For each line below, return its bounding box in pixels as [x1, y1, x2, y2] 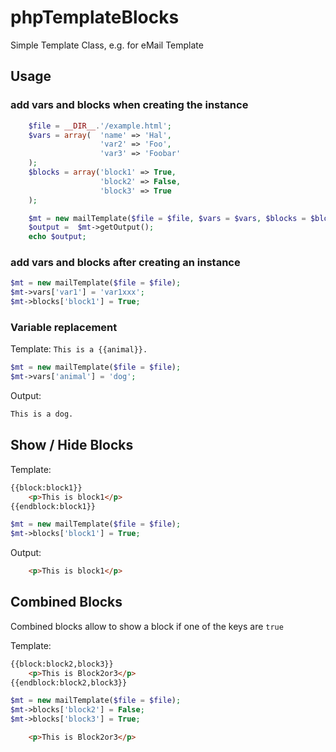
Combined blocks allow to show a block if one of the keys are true [10, 620, 284, 632]
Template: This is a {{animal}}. [10, 343, 148, 355]
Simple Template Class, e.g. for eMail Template [10, 39, 204, 51]
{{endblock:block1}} [10, 501, 97, 511]
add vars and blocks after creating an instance [10, 256, 241, 270]
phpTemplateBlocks [10, 6, 180, 29]
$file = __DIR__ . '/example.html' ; [28, 121, 172, 131]
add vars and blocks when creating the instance [10, 98, 249, 112]
